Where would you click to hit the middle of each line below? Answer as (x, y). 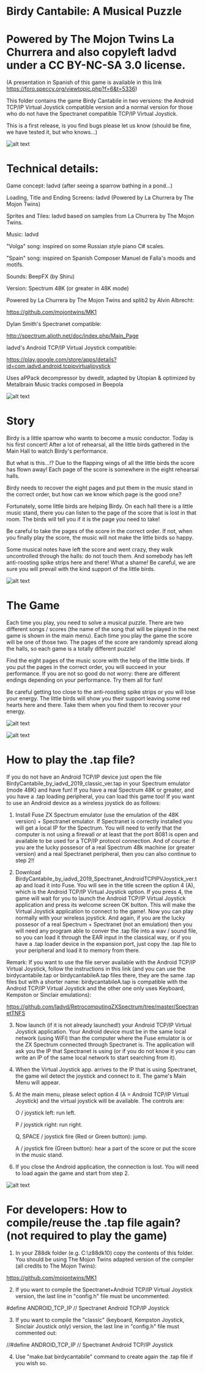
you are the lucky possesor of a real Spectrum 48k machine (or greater (105, 847)
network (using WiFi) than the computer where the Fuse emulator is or (104, 1038)
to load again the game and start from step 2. (72, 1173)
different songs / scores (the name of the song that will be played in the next (102, 629)
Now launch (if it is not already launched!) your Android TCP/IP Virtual (103, 1025)
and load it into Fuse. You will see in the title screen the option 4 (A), (109, 885)
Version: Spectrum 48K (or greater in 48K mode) (68, 289)
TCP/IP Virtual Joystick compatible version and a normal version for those (99, 107)
